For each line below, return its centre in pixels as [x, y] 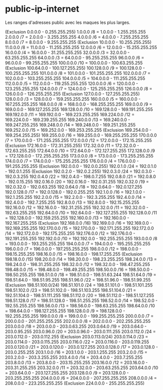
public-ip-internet [42, 9]
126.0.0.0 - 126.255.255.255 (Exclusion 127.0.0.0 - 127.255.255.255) [72, 94]
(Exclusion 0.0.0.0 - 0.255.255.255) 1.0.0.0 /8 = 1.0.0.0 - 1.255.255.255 [75, 32]
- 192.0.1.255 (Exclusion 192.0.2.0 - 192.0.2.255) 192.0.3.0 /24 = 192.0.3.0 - [80, 171]
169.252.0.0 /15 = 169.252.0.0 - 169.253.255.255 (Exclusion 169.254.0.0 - [78, 130]
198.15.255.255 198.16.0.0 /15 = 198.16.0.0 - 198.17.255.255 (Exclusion [74, 254]
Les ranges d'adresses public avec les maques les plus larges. [68, 22]
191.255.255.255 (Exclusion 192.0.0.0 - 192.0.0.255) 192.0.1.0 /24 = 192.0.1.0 [81, 166]
